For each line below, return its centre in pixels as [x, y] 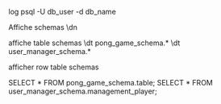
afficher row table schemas [54, 67]
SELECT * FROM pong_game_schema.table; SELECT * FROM [111, 83]
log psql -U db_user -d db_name [63, 12]
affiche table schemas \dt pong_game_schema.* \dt [94, 43]
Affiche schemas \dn [43, 27]
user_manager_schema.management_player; [83, 91]
